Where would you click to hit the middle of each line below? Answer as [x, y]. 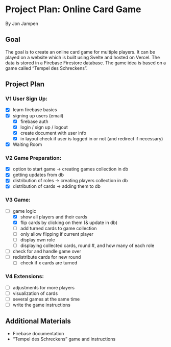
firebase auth [34, 121]
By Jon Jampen [22, 23]
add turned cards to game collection [58, 228]
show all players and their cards [54, 217]
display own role [38, 240]
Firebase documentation [38, 333]
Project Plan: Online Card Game [73, 9]
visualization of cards [35, 293]
